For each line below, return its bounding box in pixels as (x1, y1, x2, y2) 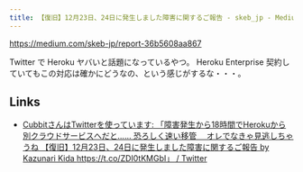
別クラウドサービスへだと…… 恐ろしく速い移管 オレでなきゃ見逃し (22, 131, 278, 141)
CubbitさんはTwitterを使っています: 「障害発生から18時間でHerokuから (22, 119, 287, 131)
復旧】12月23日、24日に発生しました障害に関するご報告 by (48, 141, 270, 153)
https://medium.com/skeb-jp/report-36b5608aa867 (9, 38, 202, 49)
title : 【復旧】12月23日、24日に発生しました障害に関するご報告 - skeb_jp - (9, 13, 272, 23)
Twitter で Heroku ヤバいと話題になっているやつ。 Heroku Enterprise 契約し (9, 56, 290, 68)
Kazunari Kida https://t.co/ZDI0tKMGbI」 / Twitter (22, 153, 207, 164)
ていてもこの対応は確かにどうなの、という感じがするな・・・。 (9, 68, 246, 78)
